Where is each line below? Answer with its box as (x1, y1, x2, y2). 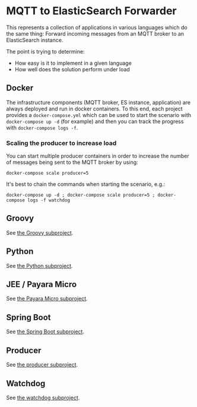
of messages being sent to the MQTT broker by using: (6, 159, 138, 166)
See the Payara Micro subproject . (6, 295, 88, 302)
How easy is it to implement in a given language (14, 59, 132, 67)
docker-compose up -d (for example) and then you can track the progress (6, 118, 184, 125)
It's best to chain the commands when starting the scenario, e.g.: (6, 181, 166, 188)
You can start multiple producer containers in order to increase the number (6, 153, 190, 160)
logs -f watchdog (27, 197, 70, 203)
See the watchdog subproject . (6, 394, 80, 401)
